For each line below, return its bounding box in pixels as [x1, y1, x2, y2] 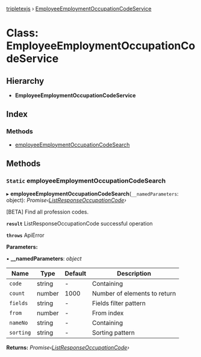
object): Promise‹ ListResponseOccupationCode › [6, 197, 126, 204]
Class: [6, 27, 39, 40]
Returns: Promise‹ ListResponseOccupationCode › [6, 344, 129, 352]
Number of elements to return [92, 289, 176, 298]
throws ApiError [6, 232, 45, 239]
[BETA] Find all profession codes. [6, 208, 89, 216]
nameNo [9, 320, 28, 326]
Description [117, 270, 152, 278]
